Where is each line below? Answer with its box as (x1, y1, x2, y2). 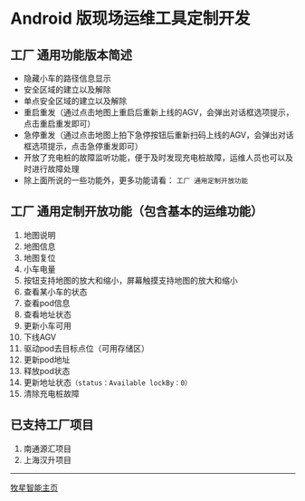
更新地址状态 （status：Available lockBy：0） (23, 377, 193, 388)
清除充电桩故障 (23, 388, 80, 399)
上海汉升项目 (23, 454, 71, 465)
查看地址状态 (23, 309, 71, 320)
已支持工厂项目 (10, 418, 94, 433)
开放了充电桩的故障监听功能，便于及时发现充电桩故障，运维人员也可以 (23, 152, 286, 163)
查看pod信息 (23, 297, 71, 308)
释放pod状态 (23, 365, 71, 376)
